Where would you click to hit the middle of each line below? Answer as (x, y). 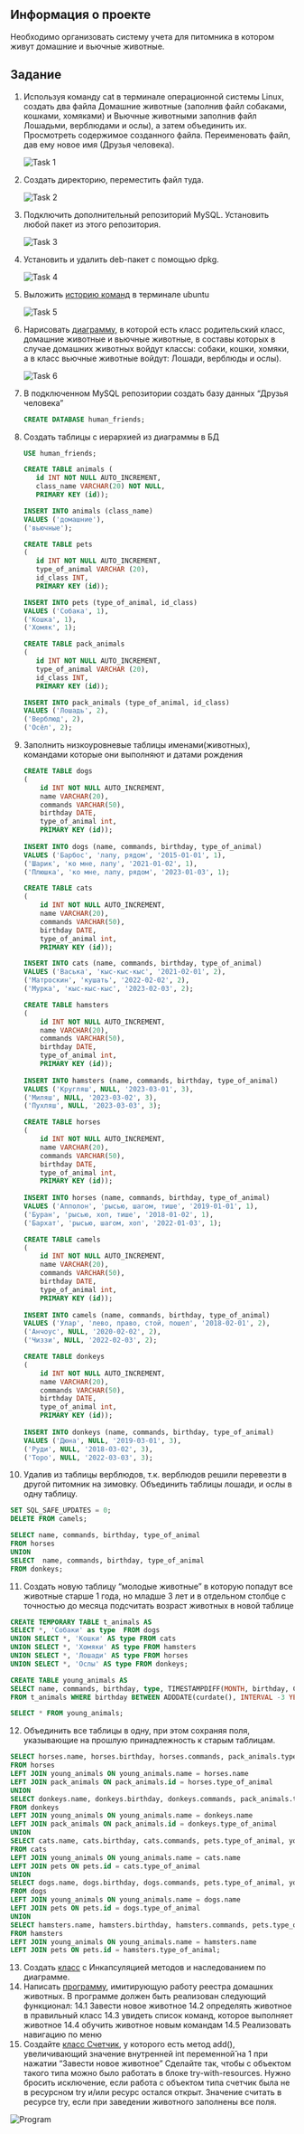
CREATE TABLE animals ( (68, 469)
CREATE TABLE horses (62, 1122)
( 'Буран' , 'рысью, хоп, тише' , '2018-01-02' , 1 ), (119, 1214)
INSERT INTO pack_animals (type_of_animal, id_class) (126, 703)
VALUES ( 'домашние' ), (64, 519)
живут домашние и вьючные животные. (88, 46)
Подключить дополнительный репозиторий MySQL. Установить (146, 214)
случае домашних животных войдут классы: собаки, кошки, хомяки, (156, 348)
